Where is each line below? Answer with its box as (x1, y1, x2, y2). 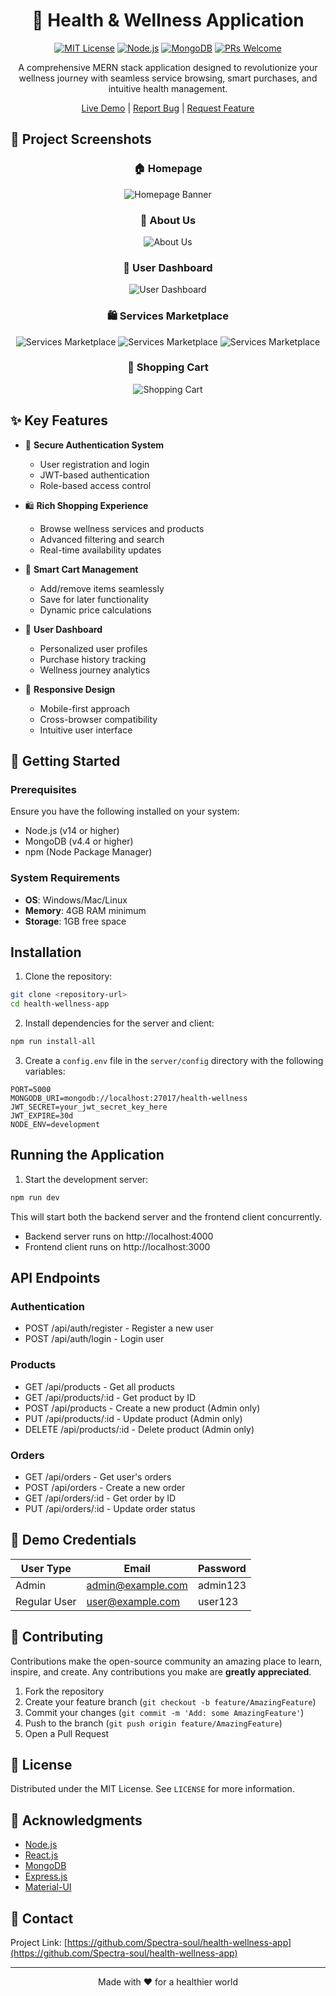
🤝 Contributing (10, 1629, 104, 1646)
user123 (197, 1594, 239, 1608)
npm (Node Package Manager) (24, 846, 153, 858)
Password (198, 1561, 247, 1575)
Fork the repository (24, 1685, 105, 1697)
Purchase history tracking (39, 653, 147, 665)
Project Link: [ (10, 1937, 68, 1949)
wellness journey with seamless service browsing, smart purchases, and (18, 72, 318, 84)
